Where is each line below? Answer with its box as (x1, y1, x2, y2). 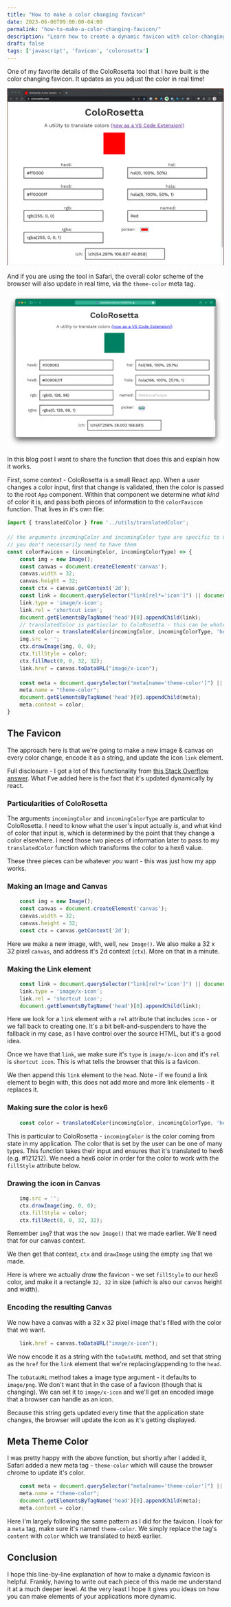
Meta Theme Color (7, 1436, 89, 1448)
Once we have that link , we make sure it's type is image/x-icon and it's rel (7, 1050, 220, 1058)
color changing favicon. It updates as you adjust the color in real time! (7, 75, 205, 83)
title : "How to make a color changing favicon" (7, 11, 146, 18)
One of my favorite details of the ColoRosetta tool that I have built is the (7, 68, 210, 75)
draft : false (7, 40, 45, 48)
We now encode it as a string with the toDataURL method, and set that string (7, 1352, 221, 1361)
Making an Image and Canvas (7, 881, 108, 891)
